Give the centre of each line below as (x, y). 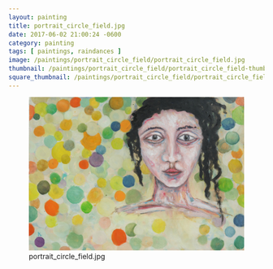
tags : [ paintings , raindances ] (65, 52)
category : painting (41, 43)
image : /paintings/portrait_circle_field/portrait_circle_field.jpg (127, 60)
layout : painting (38, 17)
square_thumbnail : (39, 77)
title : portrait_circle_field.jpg (67, 26)
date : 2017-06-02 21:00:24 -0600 (65, 34)
